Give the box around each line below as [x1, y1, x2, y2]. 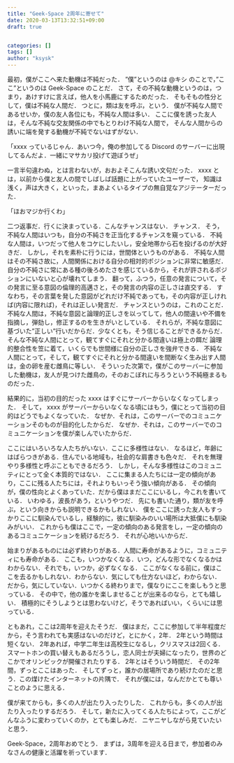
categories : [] [7, 42, 52, 49]
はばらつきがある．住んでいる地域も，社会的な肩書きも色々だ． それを [7, 452, 211, 461]
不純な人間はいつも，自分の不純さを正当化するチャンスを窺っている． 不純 [7, 231, 223, 238]
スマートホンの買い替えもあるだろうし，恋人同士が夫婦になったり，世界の [7, 648, 221, 657]
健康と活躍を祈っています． [31, 748, 111, 756]
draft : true [7, 23, 42, 30]
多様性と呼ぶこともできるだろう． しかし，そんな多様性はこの [19, 462, 198, 469]
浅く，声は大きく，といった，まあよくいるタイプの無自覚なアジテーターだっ [7, 183, 227, 192]
